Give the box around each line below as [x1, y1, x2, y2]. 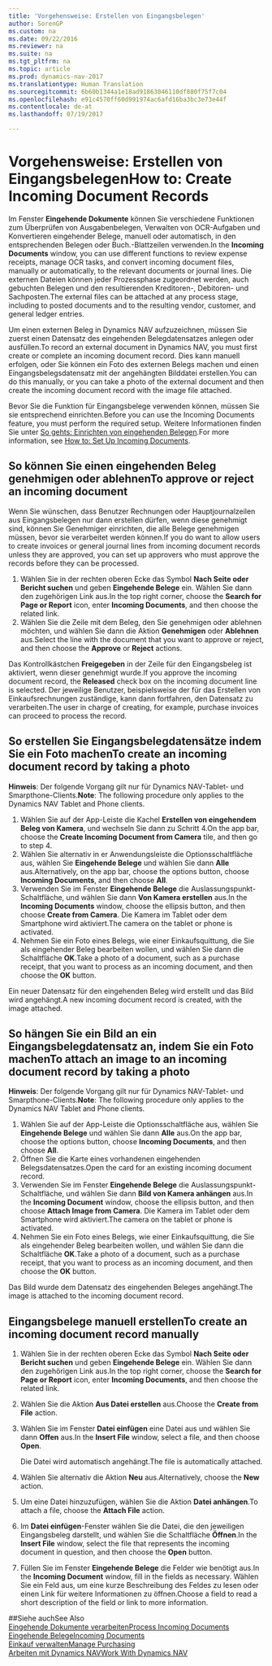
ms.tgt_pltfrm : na [8, 58, 71, 66]
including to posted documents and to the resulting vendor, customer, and [8, 300, 257, 310]
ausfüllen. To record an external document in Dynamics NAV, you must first [8, 342, 257, 352]
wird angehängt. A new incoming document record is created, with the [8, 995, 242, 1004]
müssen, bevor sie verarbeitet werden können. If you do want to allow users [8, 532, 261, 542]
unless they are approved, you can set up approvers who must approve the [8, 549, 260, 559]
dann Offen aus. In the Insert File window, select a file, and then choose [19, 1432, 260, 1442]
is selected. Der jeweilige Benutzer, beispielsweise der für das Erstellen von [8, 684, 261, 694]
